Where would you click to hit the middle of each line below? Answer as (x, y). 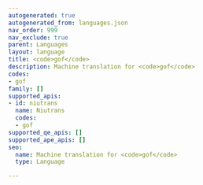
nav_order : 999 (33, 30)
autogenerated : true (42, 15)
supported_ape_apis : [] (47, 140)
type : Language (40, 162)
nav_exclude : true (38, 37)
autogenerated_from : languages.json (68, 23)
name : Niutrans (40, 111)
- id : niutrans (33, 103)
